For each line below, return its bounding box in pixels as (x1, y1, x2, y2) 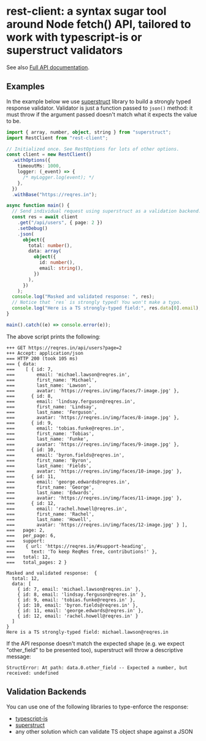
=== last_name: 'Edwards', (6, 489, 95, 496)
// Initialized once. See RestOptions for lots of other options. (6, 146, 180, 152)
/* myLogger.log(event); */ (22, 174, 95, 180)
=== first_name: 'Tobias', (6, 430, 95, 436)
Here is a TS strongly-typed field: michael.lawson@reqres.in (6, 629, 169, 635)
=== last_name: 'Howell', (6, 516, 92, 522)
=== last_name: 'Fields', (6, 463, 92, 469)
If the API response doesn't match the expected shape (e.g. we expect (6, 639, 185, 647)
